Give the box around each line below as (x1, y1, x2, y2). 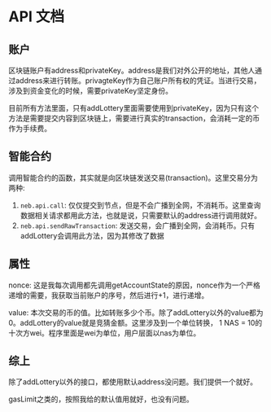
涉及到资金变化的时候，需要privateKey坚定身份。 (8, 86, 173, 95)
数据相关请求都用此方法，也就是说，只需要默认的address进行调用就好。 (20, 210, 262, 220)
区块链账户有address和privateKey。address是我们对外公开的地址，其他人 (8, 66, 256, 75)
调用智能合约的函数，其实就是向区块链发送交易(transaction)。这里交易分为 (8, 173, 259, 182)
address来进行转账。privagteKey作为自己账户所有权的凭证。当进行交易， (15, 76, 261, 85)
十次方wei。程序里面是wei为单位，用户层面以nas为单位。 (8, 327, 201, 338)
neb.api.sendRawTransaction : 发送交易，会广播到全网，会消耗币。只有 (20, 221, 255, 230)
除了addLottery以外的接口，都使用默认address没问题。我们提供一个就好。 (8, 377, 258, 387)
